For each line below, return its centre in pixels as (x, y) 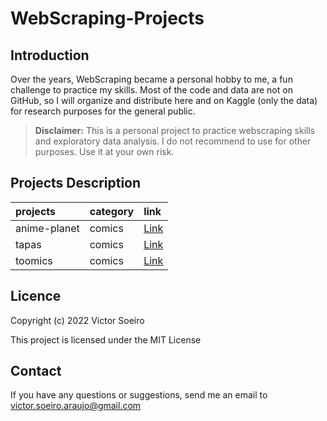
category (112, 211)
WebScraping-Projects (107, 18)
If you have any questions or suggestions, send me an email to (139, 395)
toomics (34, 260)
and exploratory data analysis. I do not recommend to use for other (173, 141)
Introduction (50, 55)
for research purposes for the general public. (103, 111)
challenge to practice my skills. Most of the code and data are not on (151, 90)
